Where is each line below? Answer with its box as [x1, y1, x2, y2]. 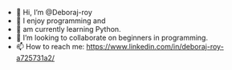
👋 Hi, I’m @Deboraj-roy [15, 8, 92, 17]
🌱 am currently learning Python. [15, 25, 122, 33]
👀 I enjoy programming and [15, 16, 106, 25]
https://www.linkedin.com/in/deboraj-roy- [86, 42, 225, 51]
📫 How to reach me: [15, 42, 85, 51]
